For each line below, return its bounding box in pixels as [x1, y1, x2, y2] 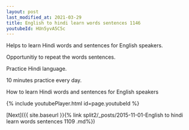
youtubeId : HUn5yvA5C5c [6, 25, 66, 32]
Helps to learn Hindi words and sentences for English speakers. [6, 42, 163, 49]
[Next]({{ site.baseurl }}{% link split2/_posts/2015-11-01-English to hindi [6, 111, 183, 119]
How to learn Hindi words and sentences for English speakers [6, 88, 159, 96]
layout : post [6, 8, 39, 15]
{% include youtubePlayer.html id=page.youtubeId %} [6, 100, 140, 107]
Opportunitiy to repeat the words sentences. [6, 53, 116, 61]
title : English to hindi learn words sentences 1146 [6, 20, 141, 26]
